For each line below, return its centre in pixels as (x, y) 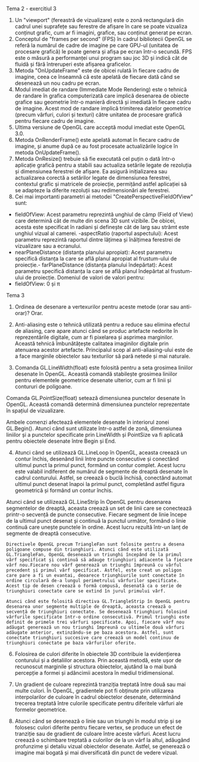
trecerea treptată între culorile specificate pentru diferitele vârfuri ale (99, 703)
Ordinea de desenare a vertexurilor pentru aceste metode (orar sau (97, 307)
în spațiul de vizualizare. (36, 411)
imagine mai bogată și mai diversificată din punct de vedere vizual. (96, 753)
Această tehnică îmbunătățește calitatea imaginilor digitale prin (92, 343)
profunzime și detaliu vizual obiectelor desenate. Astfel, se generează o (102, 746)
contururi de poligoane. (43, 386)
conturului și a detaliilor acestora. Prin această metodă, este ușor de (98, 660)
